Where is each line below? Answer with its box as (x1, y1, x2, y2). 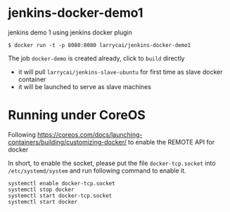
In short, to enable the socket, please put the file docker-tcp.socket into (8, 159, 217, 167)
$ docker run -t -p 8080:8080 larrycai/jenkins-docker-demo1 (8, 41, 191, 48)
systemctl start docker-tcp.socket (8, 192, 113, 199)
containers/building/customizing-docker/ (8, 138, 127, 146)
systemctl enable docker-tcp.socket (8, 180, 115, 187)
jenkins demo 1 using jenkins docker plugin (8, 28, 133, 37)
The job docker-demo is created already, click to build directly (8, 54, 185, 62)
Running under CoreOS (8, 107, 146, 124)
